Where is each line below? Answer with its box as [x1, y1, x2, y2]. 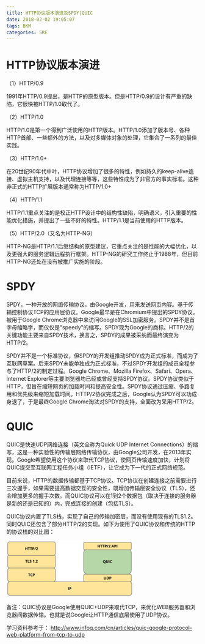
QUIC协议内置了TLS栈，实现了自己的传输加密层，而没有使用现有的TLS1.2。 [6, 513, 196, 520]
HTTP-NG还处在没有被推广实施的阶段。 [6, 258, 106, 266]
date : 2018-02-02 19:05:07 [6, 16, 75, 23]
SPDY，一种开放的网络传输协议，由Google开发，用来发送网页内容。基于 [6, 301, 189, 309]
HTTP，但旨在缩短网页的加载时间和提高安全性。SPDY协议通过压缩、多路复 [6, 383, 195, 390]
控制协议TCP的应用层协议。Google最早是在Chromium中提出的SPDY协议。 [11, 309, 198, 316]
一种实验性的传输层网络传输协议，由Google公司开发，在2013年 [27, 449, 187, 456]
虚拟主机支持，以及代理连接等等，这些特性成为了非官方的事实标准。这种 [16, 175, 199, 183]
